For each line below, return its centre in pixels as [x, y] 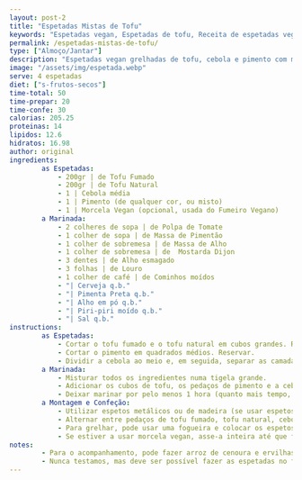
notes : [22, 445]
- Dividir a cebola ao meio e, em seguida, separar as [162, 361]
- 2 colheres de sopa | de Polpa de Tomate [140, 227]
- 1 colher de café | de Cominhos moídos [136, 277]
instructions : [36, 328]
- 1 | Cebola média [93, 194]
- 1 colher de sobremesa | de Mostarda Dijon [146, 252]
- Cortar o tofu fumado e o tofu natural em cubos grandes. [172, 344]
